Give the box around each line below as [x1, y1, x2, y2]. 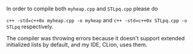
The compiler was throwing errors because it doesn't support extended [6, 35, 185, 41]
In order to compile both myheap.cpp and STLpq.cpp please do [6, 5, 158, 12]
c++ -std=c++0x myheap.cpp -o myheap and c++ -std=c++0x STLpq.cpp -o [6, 17, 188, 23]
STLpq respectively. [6, 23, 53, 30]
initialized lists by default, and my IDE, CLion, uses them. [6, 41, 147, 48]
